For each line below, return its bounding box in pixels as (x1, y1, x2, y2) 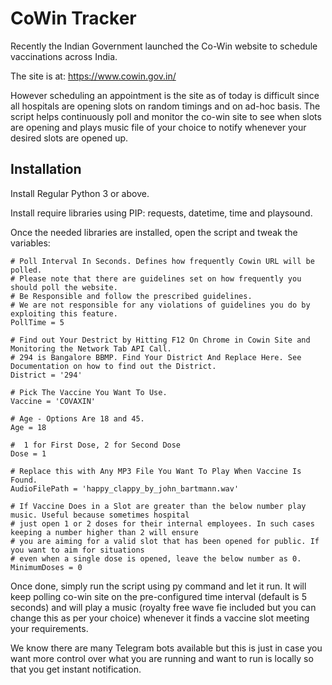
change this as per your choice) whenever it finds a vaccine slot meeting (10, 612, 310, 624)
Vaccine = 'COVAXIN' (10, 396, 97, 406)
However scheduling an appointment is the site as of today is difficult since (10, 89, 320, 101)
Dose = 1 (10, 448, 47, 459)
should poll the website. (10, 282, 118, 292)
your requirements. (10, 622, 89, 634)
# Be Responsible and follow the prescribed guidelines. (10, 291, 253, 301)
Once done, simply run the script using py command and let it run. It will (10, 580, 307, 592)
